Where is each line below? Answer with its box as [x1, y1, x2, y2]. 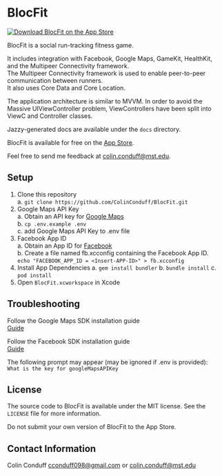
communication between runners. [7, 76, 103, 84]
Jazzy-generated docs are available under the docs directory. [7, 125, 181, 133]
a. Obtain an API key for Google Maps [17, 212, 124, 220]
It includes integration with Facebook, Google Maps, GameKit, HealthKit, [7, 54, 212, 63]
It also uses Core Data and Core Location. [7, 83, 126, 92]
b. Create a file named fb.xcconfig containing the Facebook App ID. [17, 248, 209, 257]
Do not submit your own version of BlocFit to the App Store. [7, 423, 176, 431]
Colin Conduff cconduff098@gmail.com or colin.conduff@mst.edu [7, 461, 196, 470]
